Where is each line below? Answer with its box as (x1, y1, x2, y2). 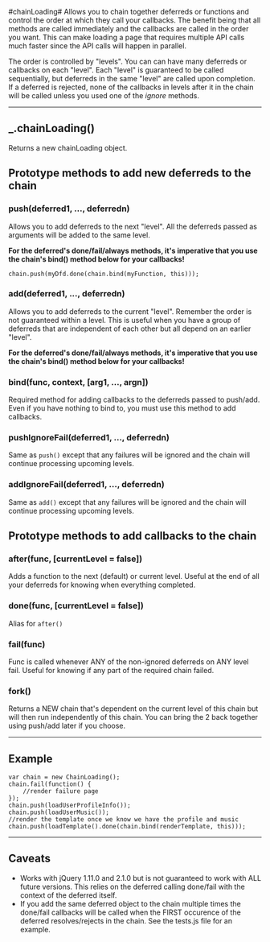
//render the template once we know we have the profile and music (8, 816, 239, 824)
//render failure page (22, 787, 99, 795)
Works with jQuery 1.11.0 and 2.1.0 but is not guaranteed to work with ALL (19, 873, 262, 882)
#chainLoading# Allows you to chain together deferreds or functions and (8, 7, 249, 16)
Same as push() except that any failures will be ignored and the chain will (8, 450, 251, 460)
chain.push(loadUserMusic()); (8, 808, 110, 816)
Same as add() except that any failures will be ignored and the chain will (8, 497, 247, 506)
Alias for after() (8, 618, 63, 628)
